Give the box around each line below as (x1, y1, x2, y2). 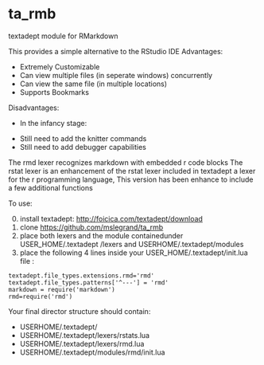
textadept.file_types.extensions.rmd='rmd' (8, 272, 155, 280)
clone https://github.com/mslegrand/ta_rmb (19, 222, 164, 232)
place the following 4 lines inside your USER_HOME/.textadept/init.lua (19, 248, 248, 257)
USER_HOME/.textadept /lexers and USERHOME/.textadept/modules (19, 239, 244, 249)
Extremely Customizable (19, 61, 100, 72)
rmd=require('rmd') (8, 292, 73, 300)
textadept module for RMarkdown (8, 31, 118, 41)
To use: (8, 198, 33, 208)
